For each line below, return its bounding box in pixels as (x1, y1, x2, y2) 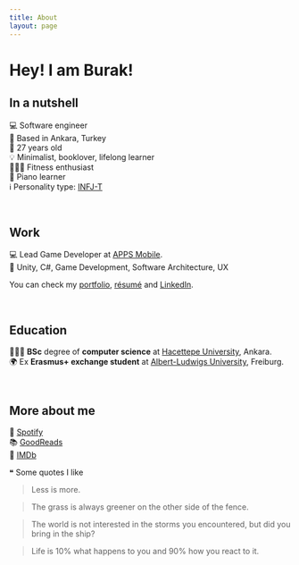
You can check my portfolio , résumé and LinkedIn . (9, 279, 194, 291)
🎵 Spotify (9, 426, 44, 437)
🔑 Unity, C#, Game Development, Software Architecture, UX (9, 262, 229, 273)
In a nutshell (9, 96, 79, 111)
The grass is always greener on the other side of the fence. (30, 502, 250, 512)
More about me (9, 403, 96, 418)
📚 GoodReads (9, 436, 63, 447)
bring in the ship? (30, 528, 96, 539)
